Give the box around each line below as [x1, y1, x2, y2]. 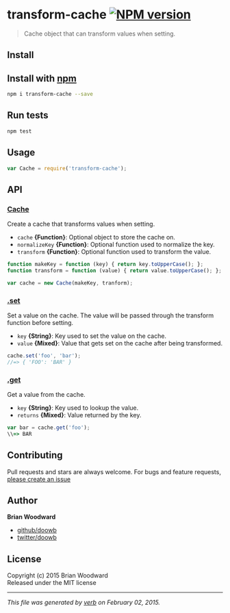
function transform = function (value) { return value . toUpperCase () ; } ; [7, 267, 222, 274]
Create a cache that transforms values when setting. [7, 220, 155, 229]
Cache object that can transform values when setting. [23, 29, 176, 38]
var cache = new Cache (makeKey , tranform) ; [7, 279, 133, 287]
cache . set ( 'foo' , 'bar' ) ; [7, 352, 81, 359]
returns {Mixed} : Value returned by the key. [16, 411, 142, 419]
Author [7, 495, 38, 506]
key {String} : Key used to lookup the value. [16, 404, 139, 412]
